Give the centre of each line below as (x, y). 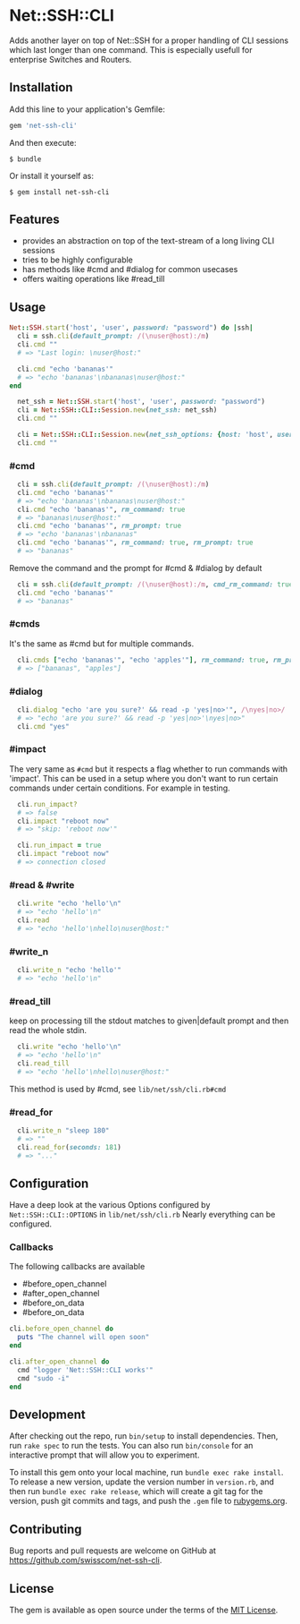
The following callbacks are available (77, 1267)
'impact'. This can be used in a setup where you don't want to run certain (144, 778)
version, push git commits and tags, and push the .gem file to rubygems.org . (149, 1501)
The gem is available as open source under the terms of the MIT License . (144, 1610)
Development (48, 1415)
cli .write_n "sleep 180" (63, 1130)
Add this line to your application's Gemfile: (87, 109)
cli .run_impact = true (59, 846)
